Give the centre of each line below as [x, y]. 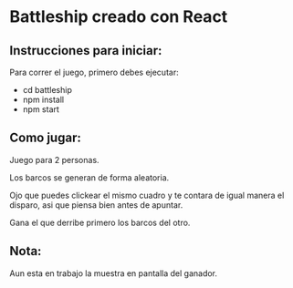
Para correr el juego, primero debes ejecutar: [94, 72]
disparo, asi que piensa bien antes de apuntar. [96, 205]
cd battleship [47, 90]
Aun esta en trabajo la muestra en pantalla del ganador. [113, 273]
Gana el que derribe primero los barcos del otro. [100, 222]
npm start [41, 109]
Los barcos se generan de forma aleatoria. [89, 177]
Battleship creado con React [119, 17]
